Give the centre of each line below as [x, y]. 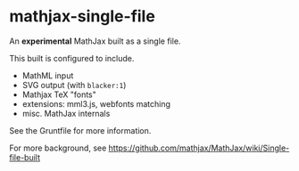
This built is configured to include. [72, 58]
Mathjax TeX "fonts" [59, 94]
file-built [25, 157]
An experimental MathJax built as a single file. [95, 41]
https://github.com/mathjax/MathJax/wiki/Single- [199, 148]
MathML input [48, 75]
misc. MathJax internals [66, 113]
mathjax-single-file [83, 16]
